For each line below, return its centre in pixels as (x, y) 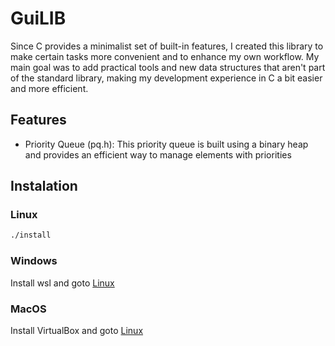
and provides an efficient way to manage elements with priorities (158, 154)
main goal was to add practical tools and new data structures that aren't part (168, 67)
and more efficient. (49, 88)
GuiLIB (38, 18)
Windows (34, 261)
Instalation (44, 186)
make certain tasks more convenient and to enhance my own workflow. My (165, 56)
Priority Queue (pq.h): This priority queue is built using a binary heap (166, 144)
